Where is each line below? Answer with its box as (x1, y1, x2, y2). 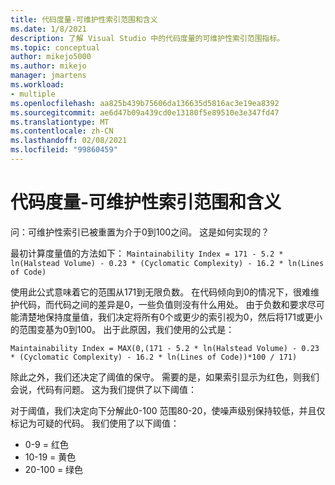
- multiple (10, 89, 56, 99)
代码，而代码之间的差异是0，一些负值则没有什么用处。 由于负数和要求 (18, 298, 308, 310)
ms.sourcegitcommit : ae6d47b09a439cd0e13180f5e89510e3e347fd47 (10, 107, 280, 118)
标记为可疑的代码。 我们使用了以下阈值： (10, 417, 180, 429)
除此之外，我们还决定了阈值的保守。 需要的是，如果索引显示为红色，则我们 (10, 371, 320, 383)
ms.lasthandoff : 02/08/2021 (10, 136, 128, 146)
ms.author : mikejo (10, 61, 87, 71)
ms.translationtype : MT (10, 117, 110, 127)
